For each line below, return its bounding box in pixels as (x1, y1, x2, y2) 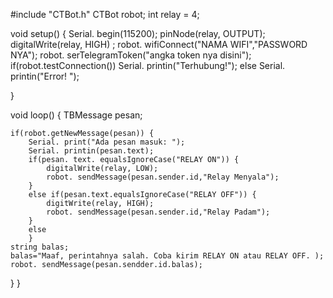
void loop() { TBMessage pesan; (10, 109, 143, 121)
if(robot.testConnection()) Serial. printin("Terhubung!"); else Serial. (10, 60, 286, 71)
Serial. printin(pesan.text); (28, 146, 155, 156)
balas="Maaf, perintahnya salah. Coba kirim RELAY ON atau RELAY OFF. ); (10, 251, 325, 261)
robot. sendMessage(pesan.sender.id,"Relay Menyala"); (46, 172, 280, 182)
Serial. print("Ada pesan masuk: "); (28, 137, 186, 147)
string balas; (10, 242, 70, 252)
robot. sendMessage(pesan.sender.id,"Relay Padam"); (46, 207, 271, 217)
